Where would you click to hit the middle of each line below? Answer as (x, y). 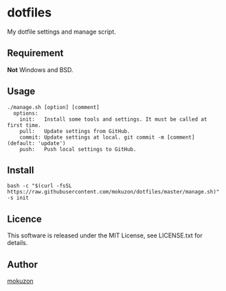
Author (22, 265)
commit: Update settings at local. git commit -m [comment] (107, 137)
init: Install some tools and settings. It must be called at (113, 119)
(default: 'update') (37, 143)
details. (18, 243)
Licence (25, 219)
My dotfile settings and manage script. (62, 32)
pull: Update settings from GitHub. (75, 131)
